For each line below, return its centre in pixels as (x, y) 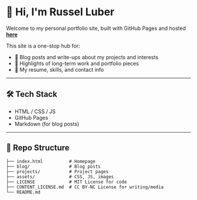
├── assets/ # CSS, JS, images (60, 177)
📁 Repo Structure (38, 148)
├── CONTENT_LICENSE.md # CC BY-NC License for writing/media (85, 187)
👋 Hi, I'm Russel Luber (60, 12)
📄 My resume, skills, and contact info (59, 69)
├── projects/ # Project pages (57, 172)
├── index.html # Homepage (51, 161)
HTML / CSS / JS (35, 111)
